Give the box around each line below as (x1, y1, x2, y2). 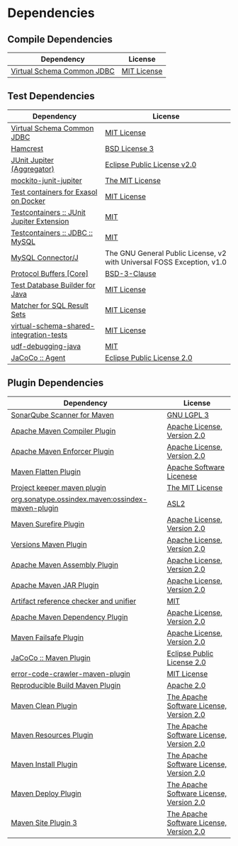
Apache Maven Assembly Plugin (11, 560, 119, 569)
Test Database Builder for (11, 280, 96, 290)
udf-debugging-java (11, 341, 81, 351)
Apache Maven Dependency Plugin (11, 612, 129, 622)
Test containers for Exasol (11, 187, 98, 196)
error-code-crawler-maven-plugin (11, 669, 131, 679)
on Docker (11, 196, 46, 206)
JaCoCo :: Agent (11, 352, 66, 362)
